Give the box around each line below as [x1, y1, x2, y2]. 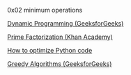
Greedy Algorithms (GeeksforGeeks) [7, 60, 112, 68]
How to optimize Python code [7, 47, 93, 54]
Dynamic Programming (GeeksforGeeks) [7, 19, 124, 27]
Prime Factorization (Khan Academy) [7, 33, 113, 41]
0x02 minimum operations [7, 6, 83, 14]
